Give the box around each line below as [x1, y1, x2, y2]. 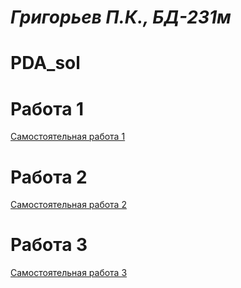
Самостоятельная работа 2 [10, 199, 127, 211]
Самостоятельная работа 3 [10, 267, 128, 279]
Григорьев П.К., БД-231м [10, 6, 232, 29]
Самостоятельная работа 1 [10, 131, 126, 143]
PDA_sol [10, 52, 81, 75]
